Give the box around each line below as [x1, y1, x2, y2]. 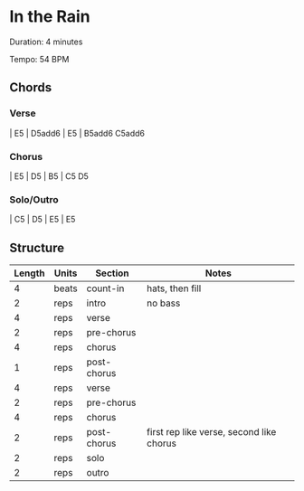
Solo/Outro [9, 193, 59, 205]
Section [94, 267, 129, 279]
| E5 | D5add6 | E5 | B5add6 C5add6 [9, 127, 146, 138]
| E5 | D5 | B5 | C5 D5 [9, 170, 89, 182]
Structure [9, 240, 65, 255]
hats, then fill [146, 282, 202, 295]
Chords [9, 80, 52, 96]
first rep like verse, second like [146, 426, 277, 439]
